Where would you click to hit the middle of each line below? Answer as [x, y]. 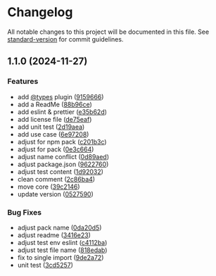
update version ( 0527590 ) [55, 194]
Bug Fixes [25, 212]
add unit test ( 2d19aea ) [51, 127]
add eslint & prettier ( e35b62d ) [62, 112]
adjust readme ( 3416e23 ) [54, 235]
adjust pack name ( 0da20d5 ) [59, 227]
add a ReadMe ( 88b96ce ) [55, 104]
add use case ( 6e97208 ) [53, 134]
